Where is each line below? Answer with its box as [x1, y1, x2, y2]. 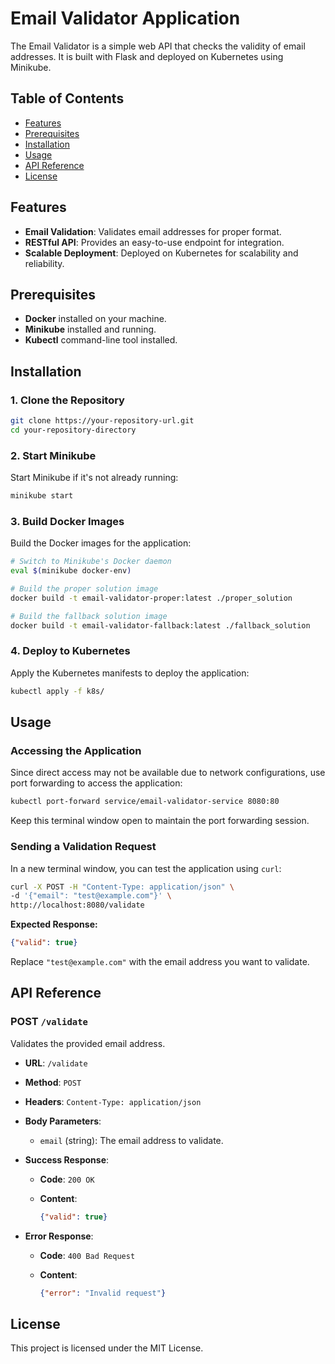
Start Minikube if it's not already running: [10, 472, 179, 484]
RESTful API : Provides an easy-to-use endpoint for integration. [24, 236, 285, 248]
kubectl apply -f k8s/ [10, 686, 105, 696]
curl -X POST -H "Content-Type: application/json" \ [10, 882, 235, 892]
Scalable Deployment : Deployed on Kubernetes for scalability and [24, 247, 299, 259]
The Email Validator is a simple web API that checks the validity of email [10, 40, 306, 52]
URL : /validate [24, 1057, 88, 1069]
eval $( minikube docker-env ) [10, 566, 132, 576]
